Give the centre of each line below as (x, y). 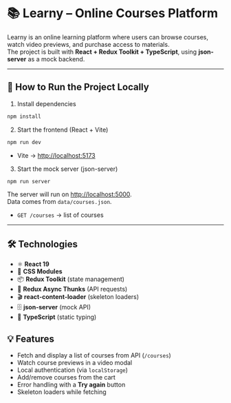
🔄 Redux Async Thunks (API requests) (72, 289)
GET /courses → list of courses (60, 215)
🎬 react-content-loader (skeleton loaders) (78, 297)
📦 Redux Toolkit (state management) (71, 279)
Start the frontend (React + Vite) (63, 130)
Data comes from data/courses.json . (59, 202)
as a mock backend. (56, 59)
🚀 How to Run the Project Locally (78, 87)
